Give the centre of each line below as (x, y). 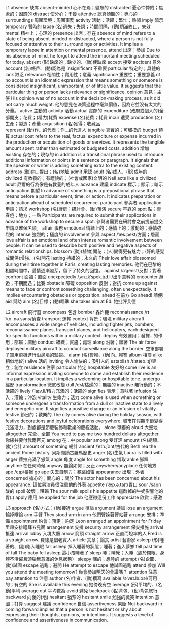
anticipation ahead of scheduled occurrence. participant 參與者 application (83, 202)
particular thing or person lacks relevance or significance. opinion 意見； (81, 92)
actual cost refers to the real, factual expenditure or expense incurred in (86, 136)
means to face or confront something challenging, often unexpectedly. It (81, 289)
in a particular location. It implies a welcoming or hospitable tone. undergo (83, 379)
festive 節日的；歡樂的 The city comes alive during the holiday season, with (84, 415)
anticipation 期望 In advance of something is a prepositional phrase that (80, 191)
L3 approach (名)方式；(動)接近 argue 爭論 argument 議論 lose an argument (84, 508)
